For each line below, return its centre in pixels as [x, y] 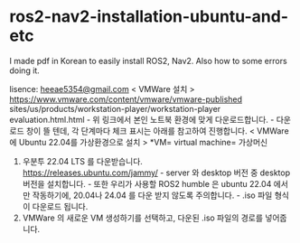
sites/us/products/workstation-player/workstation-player [115, 108]
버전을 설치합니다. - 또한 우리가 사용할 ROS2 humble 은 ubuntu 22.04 [147, 183]
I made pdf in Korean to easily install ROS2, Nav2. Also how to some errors [148, 61]
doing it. [25, 70]
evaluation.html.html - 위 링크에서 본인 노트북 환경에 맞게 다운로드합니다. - [142, 119]
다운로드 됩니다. [60, 206]
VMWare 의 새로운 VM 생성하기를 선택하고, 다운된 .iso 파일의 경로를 [143, 218]
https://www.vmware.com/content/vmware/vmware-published [126, 99]
